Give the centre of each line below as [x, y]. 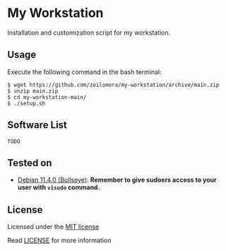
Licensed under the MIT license [53, 227]
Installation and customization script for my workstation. [89, 33]
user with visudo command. [59, 187]
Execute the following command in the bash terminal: [85, 71]
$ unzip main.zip [33, 91]
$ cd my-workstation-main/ [47, 97]
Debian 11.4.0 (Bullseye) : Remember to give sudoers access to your [117, 180]
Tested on [30, 163]
